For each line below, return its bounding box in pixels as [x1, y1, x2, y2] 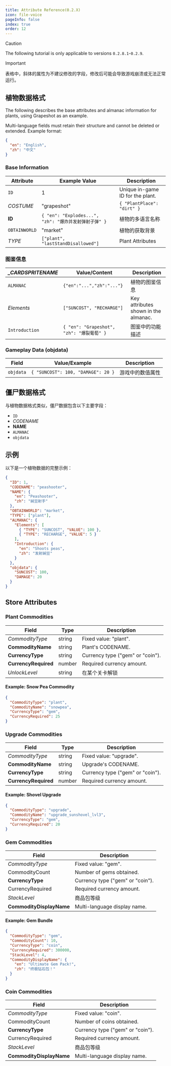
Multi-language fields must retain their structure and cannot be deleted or [5, 122, 160, 128]
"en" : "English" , [10, 142, 47, 148]
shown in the [130, 308, 161, 315]
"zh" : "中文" [10, 147, 36, 152]
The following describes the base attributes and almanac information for [5, 107, 157, 113]
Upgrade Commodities [5, 731, 63, 738]
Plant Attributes [119, 237, 156, 245]
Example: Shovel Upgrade [5, 791, 61, 797]
